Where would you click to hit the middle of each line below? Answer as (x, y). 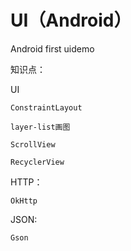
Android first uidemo (52, 48)
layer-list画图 (40, 127)
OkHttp (24, 201)
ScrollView (33, 144)
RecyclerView (37, 162)
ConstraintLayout (46, 107)
